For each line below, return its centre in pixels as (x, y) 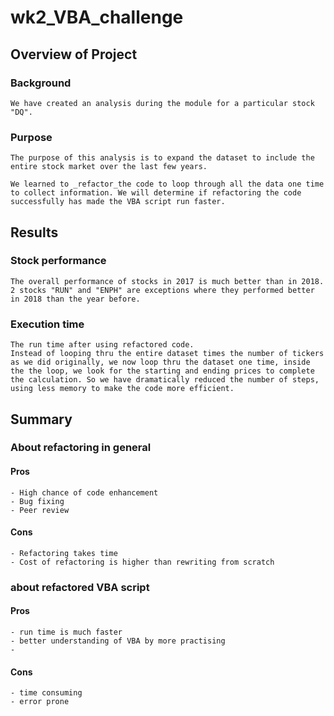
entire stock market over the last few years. (109, 167)
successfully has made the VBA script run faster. (118, 202)
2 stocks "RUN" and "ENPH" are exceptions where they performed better (162, 290)
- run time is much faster (66, 632)
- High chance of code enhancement (84, 492)
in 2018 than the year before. (75, 299)
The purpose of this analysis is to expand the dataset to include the (162, 158)
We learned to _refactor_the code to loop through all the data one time (167, 184)
